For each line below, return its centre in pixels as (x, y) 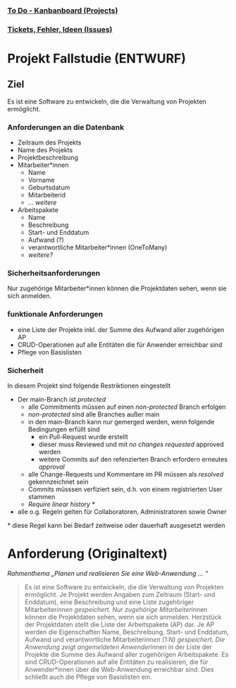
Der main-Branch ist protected (62, 400)
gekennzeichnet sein (58, 482)
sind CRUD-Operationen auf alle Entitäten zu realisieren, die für (117, 662)
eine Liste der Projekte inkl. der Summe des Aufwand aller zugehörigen (121, 329)
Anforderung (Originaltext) (87, 554)
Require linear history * (61, 504)
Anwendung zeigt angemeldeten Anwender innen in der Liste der (118, 646)
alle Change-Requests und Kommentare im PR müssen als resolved (126, 474)
